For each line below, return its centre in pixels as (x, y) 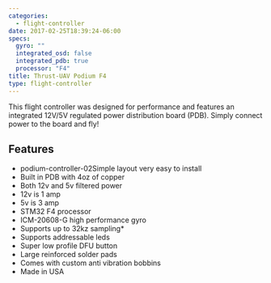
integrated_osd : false (54, 53)
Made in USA (42, 272)
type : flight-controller (50, 83)
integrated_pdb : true (52, 61)
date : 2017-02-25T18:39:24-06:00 (65, 31)
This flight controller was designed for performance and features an (121, 107)
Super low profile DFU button (69, 246)
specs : (19, 38)
